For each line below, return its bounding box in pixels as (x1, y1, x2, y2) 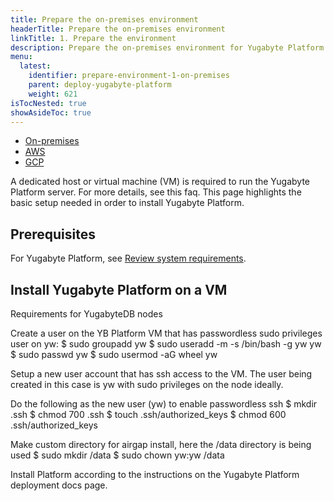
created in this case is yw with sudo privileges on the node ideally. (10, 379, 284, 390)
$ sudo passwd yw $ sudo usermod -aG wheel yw (10, 349, 218, 360)
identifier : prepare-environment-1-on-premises (28, 71, 230, 81)
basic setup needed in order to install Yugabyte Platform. (10, 197, 245, 209)
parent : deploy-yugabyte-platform (28, 80, 172, 90)
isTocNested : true (10, 98, 87, 108)
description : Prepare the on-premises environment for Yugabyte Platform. (10, 42, 329, 53)
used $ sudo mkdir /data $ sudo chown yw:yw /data (10, 449, 225, 461)
